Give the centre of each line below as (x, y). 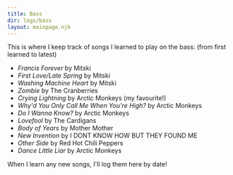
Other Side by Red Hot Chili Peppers (70, 143)
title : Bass (25, 14)
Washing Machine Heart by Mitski (67, 83)
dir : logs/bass (30, 20)
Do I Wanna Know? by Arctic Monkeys (73, 113)
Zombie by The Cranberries (58, 91)
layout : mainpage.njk (39, 27)
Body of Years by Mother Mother (65, 128)
